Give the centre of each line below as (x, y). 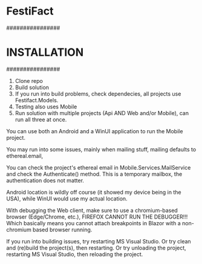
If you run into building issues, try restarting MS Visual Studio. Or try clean (99, 241)
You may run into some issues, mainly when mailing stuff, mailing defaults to (101, 149)
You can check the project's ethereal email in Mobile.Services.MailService (99, 167)
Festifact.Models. (37, 100)
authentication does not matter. (45, 180)
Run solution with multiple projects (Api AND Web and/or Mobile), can (102, 113)
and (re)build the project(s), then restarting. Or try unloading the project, (96, 248)
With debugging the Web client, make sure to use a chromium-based (92, 210)
